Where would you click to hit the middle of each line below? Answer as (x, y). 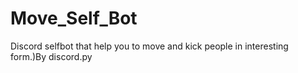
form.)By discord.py (51, 56)
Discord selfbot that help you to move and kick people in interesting (149, 46)
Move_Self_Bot (74, 18)
